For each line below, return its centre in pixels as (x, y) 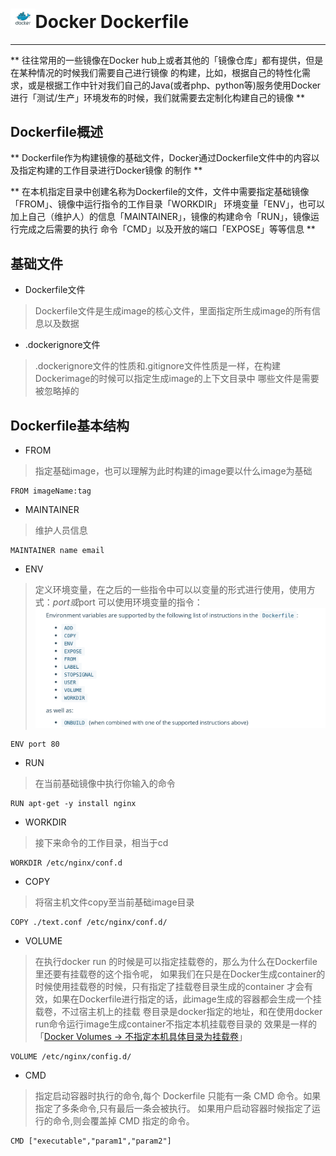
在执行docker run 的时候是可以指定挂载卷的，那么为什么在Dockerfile (176, 961)
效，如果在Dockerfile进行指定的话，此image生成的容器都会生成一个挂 (178, 999)
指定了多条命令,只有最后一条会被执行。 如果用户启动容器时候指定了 (173, 1108)
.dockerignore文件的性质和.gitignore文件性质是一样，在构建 (158, 366)
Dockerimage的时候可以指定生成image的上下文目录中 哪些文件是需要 (177, 379)
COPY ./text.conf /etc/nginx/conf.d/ (89, 922)
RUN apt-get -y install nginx (73, 803)
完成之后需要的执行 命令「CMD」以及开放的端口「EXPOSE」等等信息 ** (167, 229)
